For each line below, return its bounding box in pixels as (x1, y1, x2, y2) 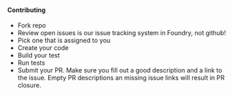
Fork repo (17, 21, 47, 30)
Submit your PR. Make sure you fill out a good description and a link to (17, 66, 222, 75)
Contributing (7, 6, 46, 14)
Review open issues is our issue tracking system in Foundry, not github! (17, 29, 226, 37)
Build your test (17, 51, 60, 60)
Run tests (17, 58, 46, 67)
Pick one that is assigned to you (17, 36, 111, 45)
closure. (17, 81, 42, 89)
